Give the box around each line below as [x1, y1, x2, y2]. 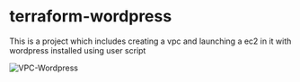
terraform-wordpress [9, 6, 172, 27]
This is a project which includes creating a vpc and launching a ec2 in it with [9, 36, 292, 46]
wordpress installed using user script [9, 45, 146, 55]
